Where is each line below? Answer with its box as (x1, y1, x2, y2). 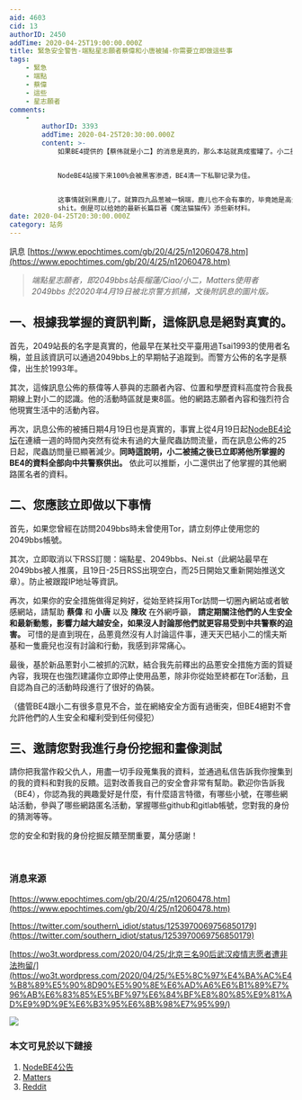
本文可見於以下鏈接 (9, 1040, 93, 1052)
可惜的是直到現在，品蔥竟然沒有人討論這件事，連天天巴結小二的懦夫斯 (26, 629, 288, 639)
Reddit (22, 1081, 47, 1093)
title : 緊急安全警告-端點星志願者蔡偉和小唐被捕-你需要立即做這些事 (9, 47, 234, 56)
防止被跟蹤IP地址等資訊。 (28, 576, 123, 586)
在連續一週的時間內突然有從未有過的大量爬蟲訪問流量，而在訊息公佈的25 (17, 434, 287, 445)
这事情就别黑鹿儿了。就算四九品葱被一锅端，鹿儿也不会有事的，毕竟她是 (57, 195, 286, 204)
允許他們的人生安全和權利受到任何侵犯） (9, 711, 159, 722)
